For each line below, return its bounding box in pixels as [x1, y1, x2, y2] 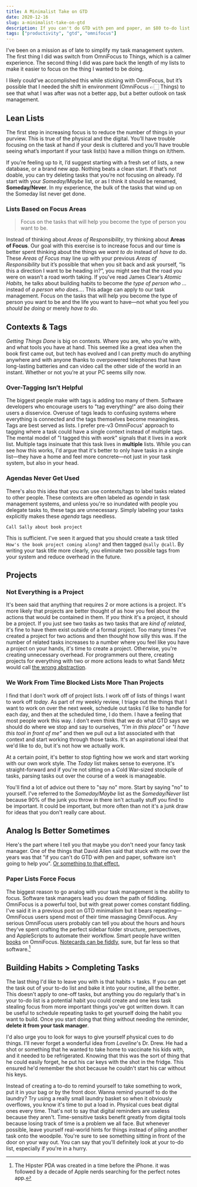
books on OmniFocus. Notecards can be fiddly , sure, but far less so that [6, 938, 180, 945]
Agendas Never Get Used [6, 474, 80, 482]
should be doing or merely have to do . [6, 305, 98, 312]
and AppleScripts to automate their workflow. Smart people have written [6, 932, 181, 939]
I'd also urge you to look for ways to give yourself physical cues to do [6, 1033, 174, 1040]
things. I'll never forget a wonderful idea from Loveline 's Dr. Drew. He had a [6, 1040, 188, 1047]
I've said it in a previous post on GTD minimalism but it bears [6, 907, 152, 914]
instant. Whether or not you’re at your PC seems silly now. [6, 369, 147, 376]
